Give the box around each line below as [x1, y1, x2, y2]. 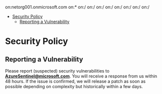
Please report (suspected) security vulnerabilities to [5, 68, 110, 74]
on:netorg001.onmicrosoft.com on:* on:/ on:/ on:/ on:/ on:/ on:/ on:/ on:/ [5, 4, 150, 10]
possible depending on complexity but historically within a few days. [5, 84, 143, 89]
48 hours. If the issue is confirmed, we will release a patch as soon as [5, 78, 146, 84]
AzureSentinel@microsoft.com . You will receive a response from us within [5, 73, 158, 79]
